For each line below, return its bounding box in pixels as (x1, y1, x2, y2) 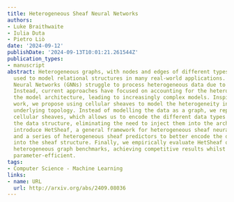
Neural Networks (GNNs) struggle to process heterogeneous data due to (13, 81, 226, 88)
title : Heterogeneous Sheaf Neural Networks (7, 10, 139, 17)
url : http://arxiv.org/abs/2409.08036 (13, 185, 127, 192)
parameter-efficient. (13, 152, 77, 160)
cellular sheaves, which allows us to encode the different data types (13, 113, 226, 120)
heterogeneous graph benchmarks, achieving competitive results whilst (13, 146, 226, 153)
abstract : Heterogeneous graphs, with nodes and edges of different (7, 68, 210, 75)
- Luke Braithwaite (7, 23, 64, 30)
